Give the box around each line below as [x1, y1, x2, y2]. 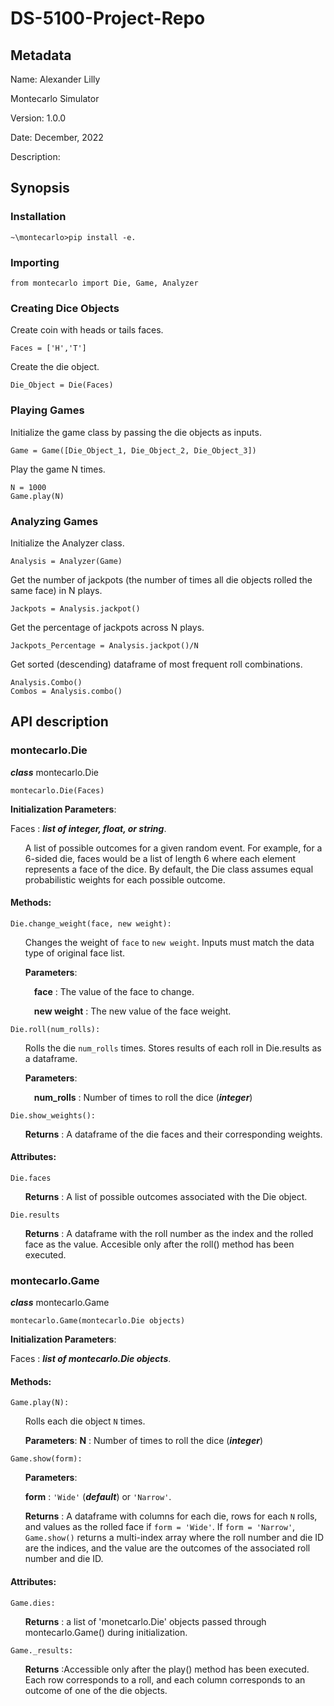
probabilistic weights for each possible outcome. [24, 873, 226, 886]
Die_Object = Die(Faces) [10, 380, 114, 391]
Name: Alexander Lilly [10, 73, 101, 85]
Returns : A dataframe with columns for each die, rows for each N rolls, [24, 1510, 318, 1522]
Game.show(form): [10, 1454, 83, 1464]
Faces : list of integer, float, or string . [10, 822, 167, 834]
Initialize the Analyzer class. [10, 537, 125, 549]
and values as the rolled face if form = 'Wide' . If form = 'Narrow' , [24, 1521, 296, 1533]
